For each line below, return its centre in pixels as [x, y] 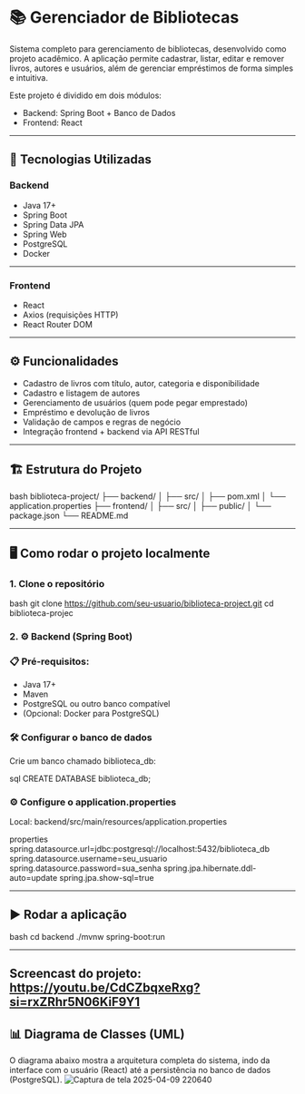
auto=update [34, 878]
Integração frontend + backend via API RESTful [111, 431]
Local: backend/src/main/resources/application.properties [118, 822]
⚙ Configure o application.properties [93, 802]
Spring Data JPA [53, 224]
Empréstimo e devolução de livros [86, 412]
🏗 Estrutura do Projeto [76, 469]
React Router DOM [58, 324]
